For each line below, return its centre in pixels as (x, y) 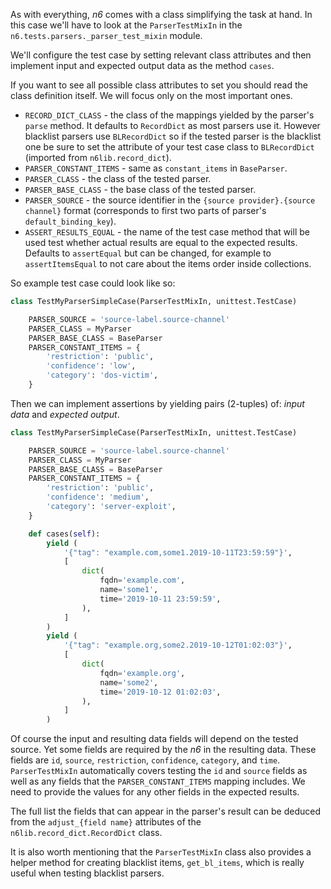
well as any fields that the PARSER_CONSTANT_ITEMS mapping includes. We (158, 781)
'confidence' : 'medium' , (98, 497)
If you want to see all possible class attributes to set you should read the (159, 85)
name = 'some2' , (129, 682)
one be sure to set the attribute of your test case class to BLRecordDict (169, 147)
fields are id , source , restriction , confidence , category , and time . (145, 760)
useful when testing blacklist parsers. (87, 873)
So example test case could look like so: (93, 283)
